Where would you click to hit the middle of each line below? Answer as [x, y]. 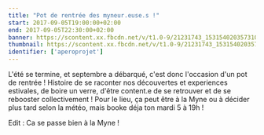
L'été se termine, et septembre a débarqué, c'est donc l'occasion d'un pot [128, 74]
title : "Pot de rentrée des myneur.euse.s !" [84, 15]
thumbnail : [26, 45]
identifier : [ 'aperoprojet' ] [56, 52]
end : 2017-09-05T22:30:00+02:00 [61, 30]
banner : [21, 37]
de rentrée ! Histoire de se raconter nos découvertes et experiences [118, 82]
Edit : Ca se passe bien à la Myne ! [64, 123]
